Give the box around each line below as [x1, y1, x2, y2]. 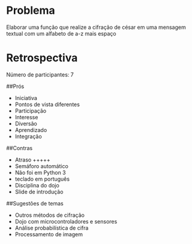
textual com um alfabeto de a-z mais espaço [6, 30, 116, 37]
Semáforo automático [14, 162, 69, 169]
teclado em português [14, 175, 70, 183]
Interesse [14, 113, 38, 120]
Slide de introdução [14, 188, 64, 195]
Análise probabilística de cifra [14, 224, 89, 231]
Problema [6, 4, 55, 17]
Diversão [14, 120, 37, 127]
